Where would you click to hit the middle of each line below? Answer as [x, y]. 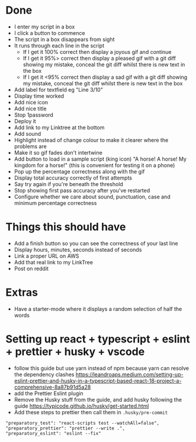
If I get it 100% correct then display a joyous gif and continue [97, 52]
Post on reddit [31, 268]
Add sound [28, 133]
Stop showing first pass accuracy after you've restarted [82, 190]
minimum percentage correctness [55, 203]
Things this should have [66, 227]
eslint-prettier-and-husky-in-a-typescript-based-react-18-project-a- [98, 380]
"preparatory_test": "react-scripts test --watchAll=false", [83, 423]
